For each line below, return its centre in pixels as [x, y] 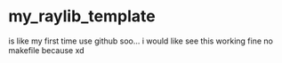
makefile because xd [47, 50]
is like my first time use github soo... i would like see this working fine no [141, 41]
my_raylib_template [82, 16]
